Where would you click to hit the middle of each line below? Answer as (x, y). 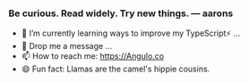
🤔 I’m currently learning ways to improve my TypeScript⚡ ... (131, 33)
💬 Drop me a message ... (67, 46)
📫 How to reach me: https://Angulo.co (93, 56)
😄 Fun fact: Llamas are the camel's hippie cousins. (116, 69)
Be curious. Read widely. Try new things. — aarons (121, 13)
